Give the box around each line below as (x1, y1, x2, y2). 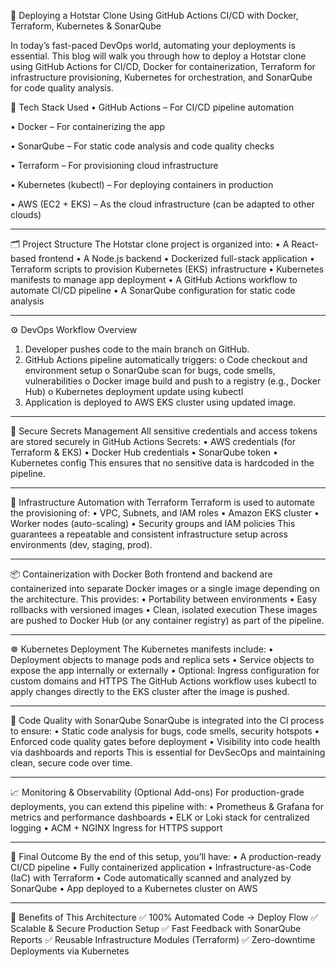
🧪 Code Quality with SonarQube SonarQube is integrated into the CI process (10, 715, 325, 726)
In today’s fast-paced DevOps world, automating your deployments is (10, 40, 296, 51)
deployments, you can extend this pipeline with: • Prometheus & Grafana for (10, 801, 324, 812)
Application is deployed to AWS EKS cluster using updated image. (24, 396, 297, 408)
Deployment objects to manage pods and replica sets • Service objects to (10, 654, 315, 665)
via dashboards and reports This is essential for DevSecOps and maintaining (10, 746, 326, 758)
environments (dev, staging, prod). (10, 539, 153, 550)
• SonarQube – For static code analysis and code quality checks (10, 140, 275, 152)
